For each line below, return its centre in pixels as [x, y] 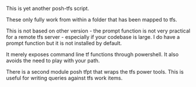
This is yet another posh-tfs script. [48, 8]
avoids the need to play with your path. [53, 61]
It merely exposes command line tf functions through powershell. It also [92, 54]
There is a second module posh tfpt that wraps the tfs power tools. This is [95, 72]
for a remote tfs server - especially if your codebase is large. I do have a [93, 37]
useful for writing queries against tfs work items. [64, 78]
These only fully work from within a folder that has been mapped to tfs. [92, 19]
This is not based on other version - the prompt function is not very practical [98, 31]
